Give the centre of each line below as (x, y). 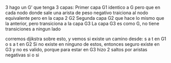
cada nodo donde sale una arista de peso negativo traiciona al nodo (77, 13)
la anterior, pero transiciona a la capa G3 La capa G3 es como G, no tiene (82, 23)
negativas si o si (22, 55)
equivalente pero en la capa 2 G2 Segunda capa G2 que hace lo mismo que (85, 18)
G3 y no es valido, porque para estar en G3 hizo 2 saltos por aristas (76, 50)
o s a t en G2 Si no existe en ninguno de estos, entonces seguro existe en (82, 44)
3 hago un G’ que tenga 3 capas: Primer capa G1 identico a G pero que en (83, 7)
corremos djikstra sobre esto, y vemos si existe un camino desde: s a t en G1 (86, 39)
